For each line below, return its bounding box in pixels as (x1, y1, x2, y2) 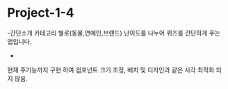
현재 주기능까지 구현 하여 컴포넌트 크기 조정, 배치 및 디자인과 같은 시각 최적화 (7, 65, 215, 74)
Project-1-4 (7, 5, 74, 21)
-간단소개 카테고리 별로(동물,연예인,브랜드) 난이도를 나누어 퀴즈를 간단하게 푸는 (7, 29, 221, 37)
